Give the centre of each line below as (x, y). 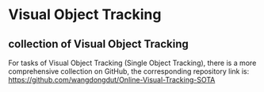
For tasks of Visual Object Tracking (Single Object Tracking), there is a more (132, 63)
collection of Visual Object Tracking (98, 44)
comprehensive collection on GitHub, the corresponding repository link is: (129, 71)
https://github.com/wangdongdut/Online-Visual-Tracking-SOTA (112, 80)
